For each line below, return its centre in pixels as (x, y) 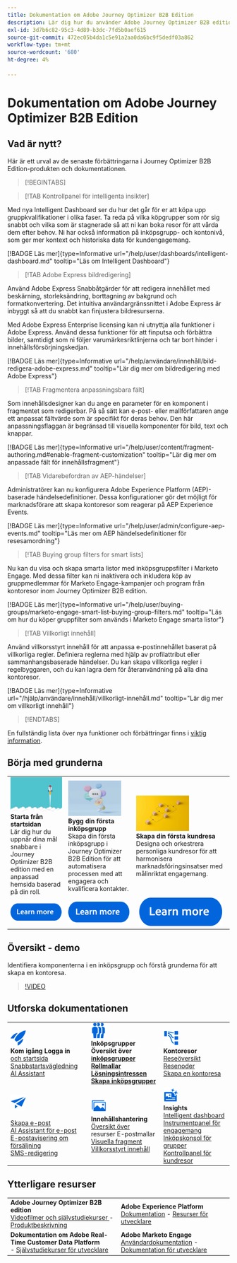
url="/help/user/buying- (148, 604)
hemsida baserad (36, 885)
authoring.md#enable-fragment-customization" (77, 454)
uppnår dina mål (34, 839)
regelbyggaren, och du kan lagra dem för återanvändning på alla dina (108, 669)
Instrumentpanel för (192, 1123)
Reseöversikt (182, 1059)
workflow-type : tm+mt (39, 45)
